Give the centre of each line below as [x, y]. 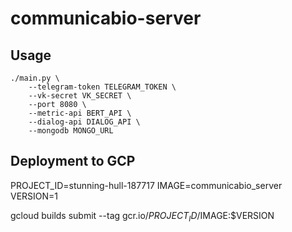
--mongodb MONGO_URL [71, 131]
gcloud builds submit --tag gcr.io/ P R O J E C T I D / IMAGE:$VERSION [142, 216]
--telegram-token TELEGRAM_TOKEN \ [102, 87]
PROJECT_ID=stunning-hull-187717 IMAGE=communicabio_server [146, 185]
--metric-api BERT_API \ [80, 113]
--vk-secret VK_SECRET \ [80, 96]
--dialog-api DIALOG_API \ [84, 122]
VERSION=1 [34, 196]
